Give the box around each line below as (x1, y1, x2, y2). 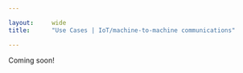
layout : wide (8, 18, 67, 26)
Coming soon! (8, 55, 55, 65)
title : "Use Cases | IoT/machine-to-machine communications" (8, 26, 236, 34)
